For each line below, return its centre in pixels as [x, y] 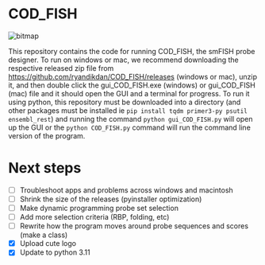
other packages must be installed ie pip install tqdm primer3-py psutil [128, 110]
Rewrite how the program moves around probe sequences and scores [134, 226]
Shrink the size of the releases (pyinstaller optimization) [111, 199]
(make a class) [44, 235]
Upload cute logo [48, 244]
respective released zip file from [61, 68]
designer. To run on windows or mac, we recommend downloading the [124, 60]
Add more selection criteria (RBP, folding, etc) [94, 217]
